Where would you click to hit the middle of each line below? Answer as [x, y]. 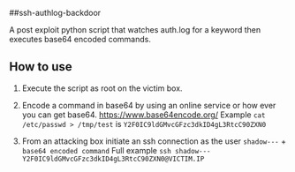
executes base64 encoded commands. [80, 39]
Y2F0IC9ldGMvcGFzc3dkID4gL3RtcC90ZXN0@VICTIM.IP [113, 159]
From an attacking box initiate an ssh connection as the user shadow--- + [154, 141]
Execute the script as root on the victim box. [102, 88]
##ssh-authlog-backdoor [55, 13]
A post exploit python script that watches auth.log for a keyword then [135, 30]
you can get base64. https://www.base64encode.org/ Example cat [144, 115]
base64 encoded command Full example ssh [97, 150]
